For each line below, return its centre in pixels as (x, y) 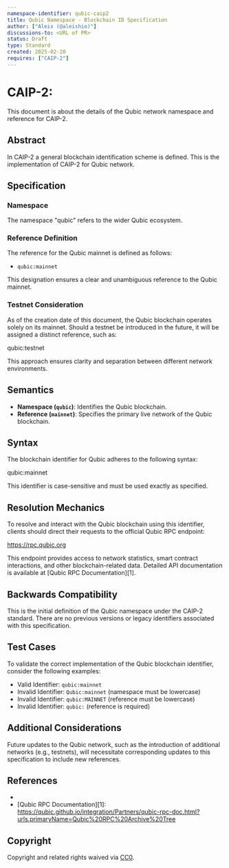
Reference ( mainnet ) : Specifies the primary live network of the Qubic (115, 414)
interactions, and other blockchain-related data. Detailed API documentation (115, 565)
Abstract (26, 141)
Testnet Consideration (45, 305)
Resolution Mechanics (56, 507)
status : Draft (28, 39)
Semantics (31, 390)
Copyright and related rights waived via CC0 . (71, 858)
